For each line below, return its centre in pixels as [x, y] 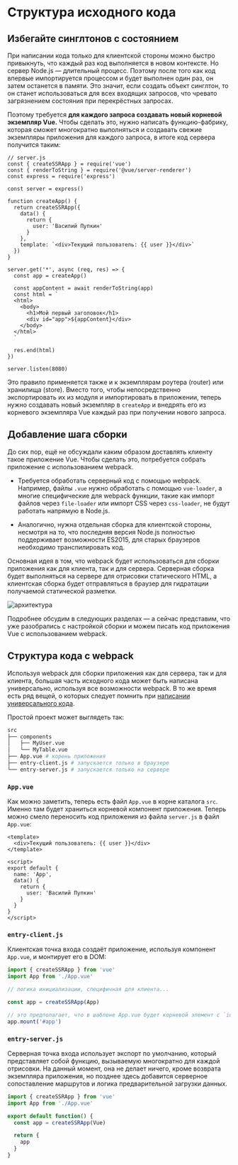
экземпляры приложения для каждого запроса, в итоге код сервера [111, 137]
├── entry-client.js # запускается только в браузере [89, 763]
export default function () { [50, 1116]
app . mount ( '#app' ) [34, 1022]
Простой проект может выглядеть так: [66, 717]
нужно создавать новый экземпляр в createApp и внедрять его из [107, 405]
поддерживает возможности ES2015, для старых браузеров [109, 540]
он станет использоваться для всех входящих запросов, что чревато [112, 93]
